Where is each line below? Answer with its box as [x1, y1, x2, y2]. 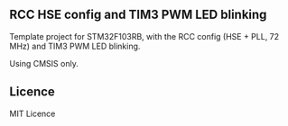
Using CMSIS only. [9, 58, 79, 68]
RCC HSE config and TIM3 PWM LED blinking [9, 7, 267, 22]
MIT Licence [9, 108, 56, 119]
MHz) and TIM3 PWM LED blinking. [9, 40, 141, 51]
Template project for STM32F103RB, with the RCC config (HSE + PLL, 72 [9, 31, 280, 41]
